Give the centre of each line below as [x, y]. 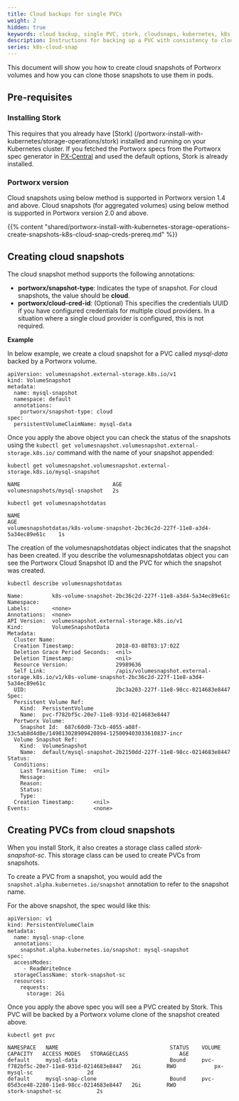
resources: [30, 981]
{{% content [25, 226]
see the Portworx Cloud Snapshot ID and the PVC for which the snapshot [115, 563]
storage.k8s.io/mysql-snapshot [54, 472]
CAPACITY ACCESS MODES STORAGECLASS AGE [99, 1054]
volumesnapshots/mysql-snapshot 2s [63, 491]
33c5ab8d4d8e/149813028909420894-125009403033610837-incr [95, 733]
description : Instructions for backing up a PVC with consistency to [113, 41]
